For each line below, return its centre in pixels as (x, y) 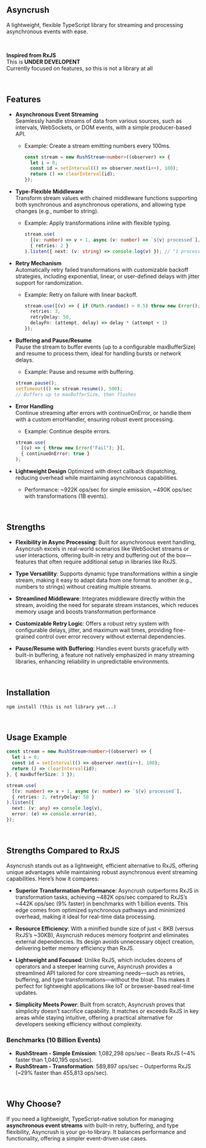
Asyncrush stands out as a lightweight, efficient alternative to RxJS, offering (102, 866)
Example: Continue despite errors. (67, 431)
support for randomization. (49, 282)
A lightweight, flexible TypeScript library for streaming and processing (95, 25)
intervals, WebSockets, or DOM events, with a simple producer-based (103, 127)
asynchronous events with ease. (47, 31)
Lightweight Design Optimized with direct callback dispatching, (96, 471)
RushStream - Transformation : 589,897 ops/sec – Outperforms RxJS (103, 1066)
